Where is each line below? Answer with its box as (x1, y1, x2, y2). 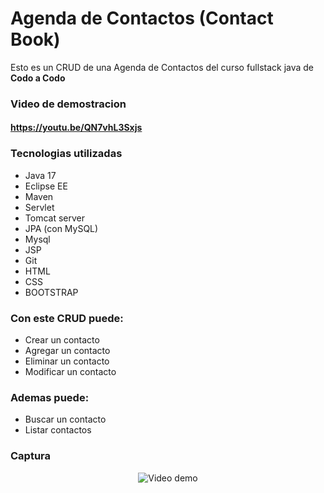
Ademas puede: (10, 390, 90, 404)
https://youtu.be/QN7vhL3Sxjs (10, 122, 143, 134)
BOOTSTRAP (24, 286, 79, 298)
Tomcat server (24, 212, 85, 224)
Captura (10, 449, 52, 463)
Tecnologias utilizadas (10, 147, 123, 161)
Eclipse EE (24, 180, 68, 192)
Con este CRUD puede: (10, 311, 124, 325)
